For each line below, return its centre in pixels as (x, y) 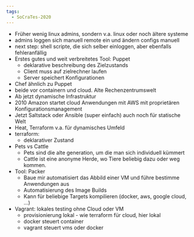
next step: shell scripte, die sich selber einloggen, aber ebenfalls (93, 46)
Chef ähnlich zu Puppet (43, 84)
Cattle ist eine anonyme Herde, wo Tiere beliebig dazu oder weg (101, 159)
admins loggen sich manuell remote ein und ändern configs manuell (97, 40)
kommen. (35, 165)
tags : (13, 11)
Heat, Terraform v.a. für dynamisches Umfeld (70, 128)
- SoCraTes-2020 (31, 17)
